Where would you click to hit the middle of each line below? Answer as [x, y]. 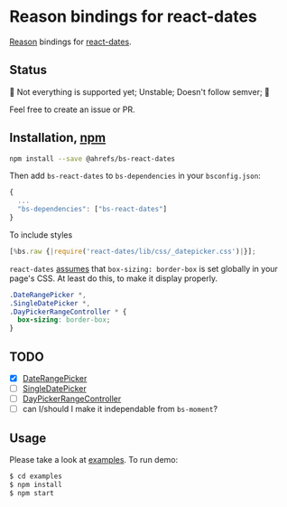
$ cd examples [36, 476]
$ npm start [32, 493]
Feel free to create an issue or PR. [72, 109]
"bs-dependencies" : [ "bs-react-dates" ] [93, 210]
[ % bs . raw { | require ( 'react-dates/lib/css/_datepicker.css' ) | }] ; [133, 251]
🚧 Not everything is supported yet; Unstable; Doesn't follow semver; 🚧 [140, 91]
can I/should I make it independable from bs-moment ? [120, 409]
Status [28, 70]
